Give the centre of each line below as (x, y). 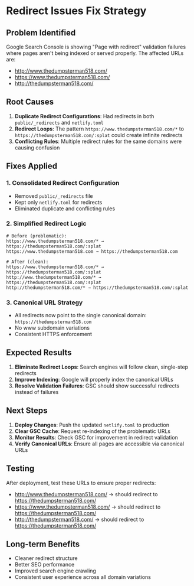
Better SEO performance (45, 565)
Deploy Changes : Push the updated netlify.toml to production (92, 425)
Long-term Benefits (43, 544)
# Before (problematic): (37, 236)
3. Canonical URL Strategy (45, 302)
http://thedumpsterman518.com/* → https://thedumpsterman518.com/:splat (97, 288)
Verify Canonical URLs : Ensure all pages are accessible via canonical (99, 444)
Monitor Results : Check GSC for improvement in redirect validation (96, 437)
